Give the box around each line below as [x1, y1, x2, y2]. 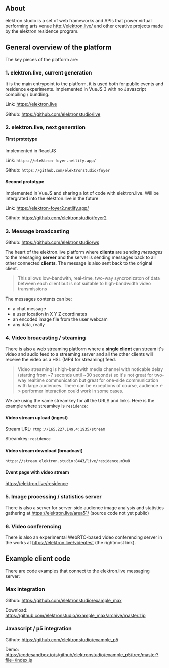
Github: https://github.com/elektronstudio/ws [5, 239, 100, 245]
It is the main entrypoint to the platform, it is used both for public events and [5, 81, 163, 87]
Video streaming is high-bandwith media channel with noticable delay [17, 366, 163, 372]
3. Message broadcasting [5, 228, 69, 235]
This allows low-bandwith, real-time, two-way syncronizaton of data [17, 275, 160, 281]
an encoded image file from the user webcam [12, 316, 108, 322]
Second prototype [5, 178, 45, 184]
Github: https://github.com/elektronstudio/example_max [5, 598, 122, 604]
